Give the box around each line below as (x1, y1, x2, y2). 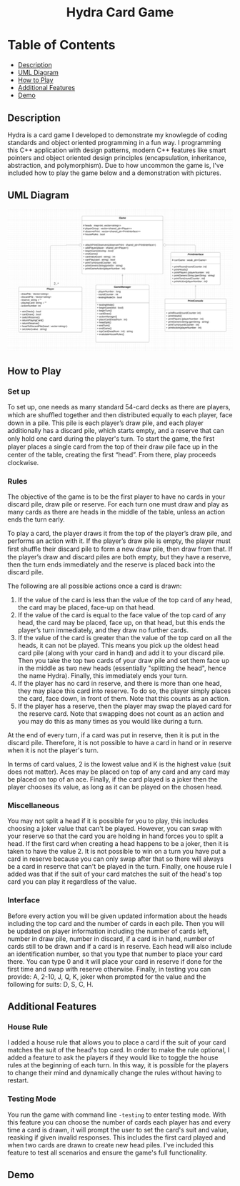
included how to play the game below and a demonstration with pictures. (7, 169, 221, 177)
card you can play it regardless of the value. (7, 877, 137, 886)
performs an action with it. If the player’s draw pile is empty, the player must (7, 537, 231, 545)
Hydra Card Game (66, 4, 174, 21)
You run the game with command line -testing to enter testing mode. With (7, 1110, 226, 1119)
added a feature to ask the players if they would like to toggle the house (7, 1053, 219, 1062)
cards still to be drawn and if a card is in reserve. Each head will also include (7, 942, 232, 950)
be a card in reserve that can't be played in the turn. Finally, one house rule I (7, 862, 232, 871)
